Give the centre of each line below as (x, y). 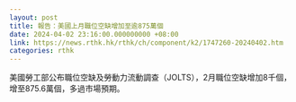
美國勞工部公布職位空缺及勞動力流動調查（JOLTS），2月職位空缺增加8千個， (151, 78)
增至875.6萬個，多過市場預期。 (67, 89)
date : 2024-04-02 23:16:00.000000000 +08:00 (94, 34)
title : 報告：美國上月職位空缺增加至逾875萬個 (86, 26)
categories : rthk (42, 51)
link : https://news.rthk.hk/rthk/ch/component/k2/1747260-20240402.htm (146, 42)
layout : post (34, 17)
